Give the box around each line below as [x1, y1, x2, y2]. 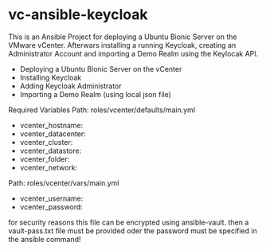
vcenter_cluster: [19, 137, 73, 146]
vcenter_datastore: [19, 146, 82, 155]
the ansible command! [8, 234, 81, 244]
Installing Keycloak [19, 72, 82, 82]
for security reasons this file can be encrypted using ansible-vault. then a [8, 217, 249, 227]
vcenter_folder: [19, 154, 70, 164]
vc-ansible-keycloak [8, 6, 148, 24]
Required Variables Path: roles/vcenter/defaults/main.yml [8, 105, 196, 115]
